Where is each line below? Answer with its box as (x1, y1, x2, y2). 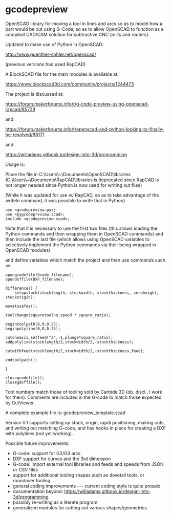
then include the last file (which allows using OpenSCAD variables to (5, 236, 150, 242)
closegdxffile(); (5, 380, 42, 385)
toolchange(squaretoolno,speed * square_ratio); (5, 312, 111, 318)
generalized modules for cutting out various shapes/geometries (12, 504, 147, 510)
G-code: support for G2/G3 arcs (12, 450, 81, 456)
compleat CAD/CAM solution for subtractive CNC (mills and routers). (5, 31, 150, 37)
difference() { (5, 286, 38, 291)
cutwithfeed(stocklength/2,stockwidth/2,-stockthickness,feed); (5, 348, 145, 354)
